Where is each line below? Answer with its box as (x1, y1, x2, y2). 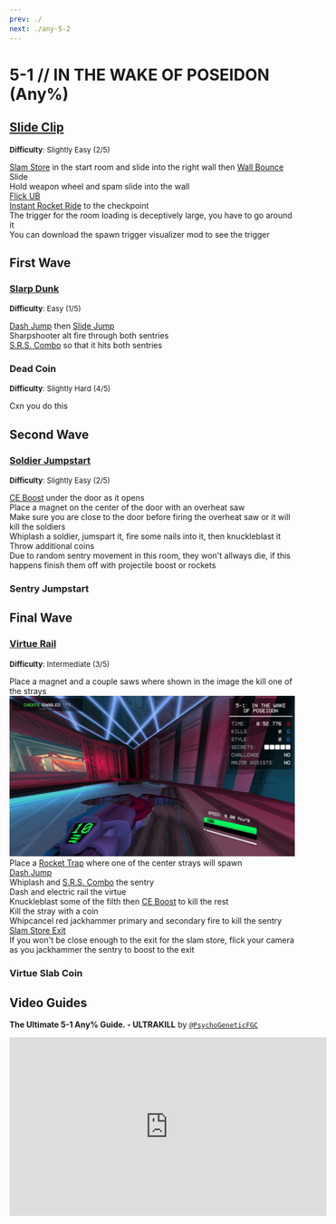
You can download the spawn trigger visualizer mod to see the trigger (9, 229, 270, 240)
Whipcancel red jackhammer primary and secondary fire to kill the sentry (9, 916, 283, 926)
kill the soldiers (9, 522, 66, 533)
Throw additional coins (9, 541, 95, 552)
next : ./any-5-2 (9, 24, 71, 34)
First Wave (9, 255, 72, 270)
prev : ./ (9, 15, 43, 24)
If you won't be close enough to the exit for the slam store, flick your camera (9, 935, 294, 945)
